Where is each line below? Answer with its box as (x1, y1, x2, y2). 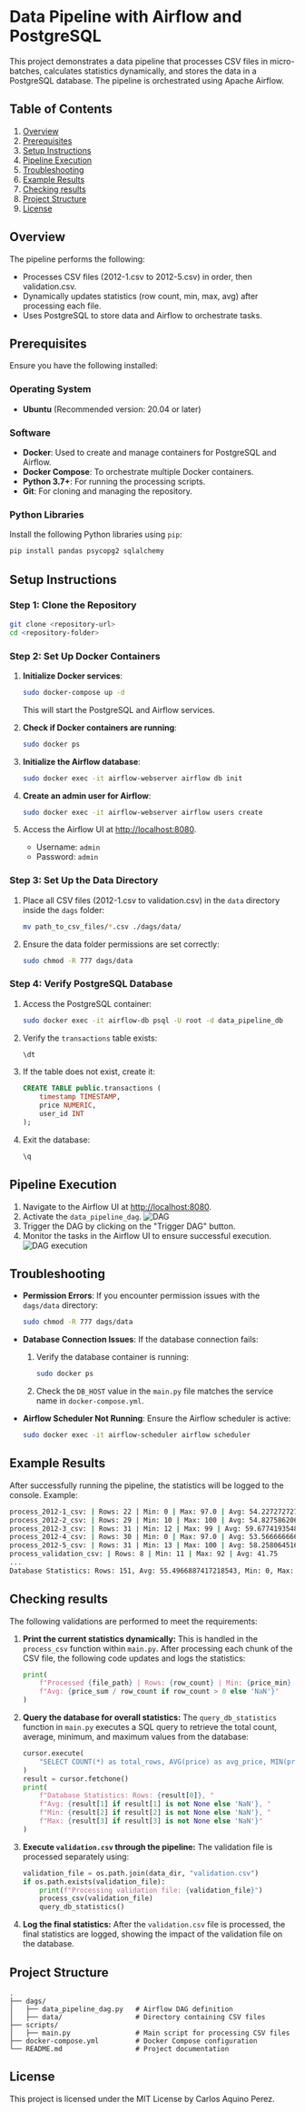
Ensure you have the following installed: (9, 360, 159, 371)
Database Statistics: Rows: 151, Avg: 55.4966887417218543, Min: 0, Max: (9, 1566, 295, 1575)
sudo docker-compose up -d (22, 688, 125, 697)
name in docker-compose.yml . (35, 1395, 144, 1406)
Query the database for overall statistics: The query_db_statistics (22, 1712, 278, 1723)
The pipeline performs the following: (9, 253, 145, 265)
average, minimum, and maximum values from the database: (22, 1731, 250, 1743)
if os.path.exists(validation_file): (22, 1877, 166, 1887)
